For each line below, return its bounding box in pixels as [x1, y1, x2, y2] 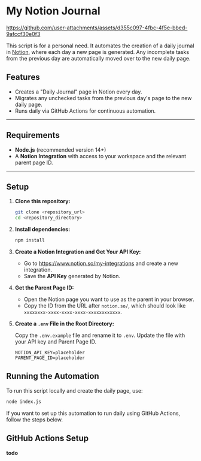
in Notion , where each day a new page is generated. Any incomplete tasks [6, 48, 190, 55]
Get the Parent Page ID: [14, 284, 74, 291]
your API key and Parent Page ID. [14, 338, 97, 345]
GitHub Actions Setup [6, 433, 89, 444]
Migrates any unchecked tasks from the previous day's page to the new [14, 94, 192, 101]
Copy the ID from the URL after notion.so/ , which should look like [23, 302, 186, 309]
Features [6, 72, 40, 82]
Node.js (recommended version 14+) [14, 146, 106, 153]
